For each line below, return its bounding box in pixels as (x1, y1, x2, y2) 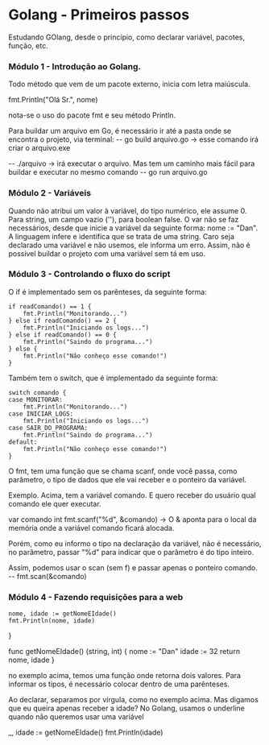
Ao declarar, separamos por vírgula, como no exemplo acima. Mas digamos (8, 695, 259, 705)
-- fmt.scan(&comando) (8, 571, 87, 581)
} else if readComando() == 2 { (8, 317, 117, 325)
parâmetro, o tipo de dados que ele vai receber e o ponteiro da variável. (8, 474, 247, 484)
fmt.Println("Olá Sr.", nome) (8, 95, 98, 105)
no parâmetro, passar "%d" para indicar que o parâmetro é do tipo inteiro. (8, 547, 255, 557)
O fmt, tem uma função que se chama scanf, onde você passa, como (8, 466, 238, 476)
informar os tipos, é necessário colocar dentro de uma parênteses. (8, 679, 230, 689)
